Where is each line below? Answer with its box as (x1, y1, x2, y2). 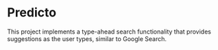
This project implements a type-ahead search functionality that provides (7, 27, 211, 36)
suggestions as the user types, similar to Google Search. (7, 34, 167, 42)
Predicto (7, 5, 57, 21)
